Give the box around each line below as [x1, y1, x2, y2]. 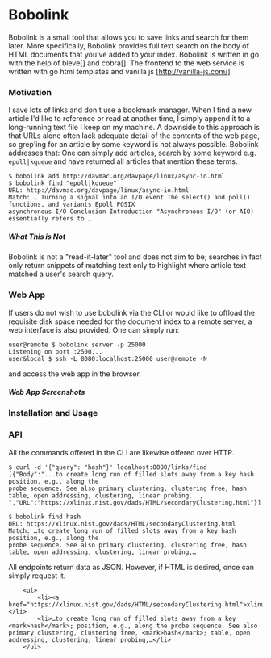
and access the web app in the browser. [8, 369, 141, 379]
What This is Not [8, 232, 66, 241]
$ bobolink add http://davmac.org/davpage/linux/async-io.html [8, 172, 226, 181]
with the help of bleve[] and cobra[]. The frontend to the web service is [8, 58, 244, 68]
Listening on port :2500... [8, 347, 103, 356]
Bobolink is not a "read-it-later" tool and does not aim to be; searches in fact [8, 252, 262, 262]
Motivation [8, 86, 52, 98]
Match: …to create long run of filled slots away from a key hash [8, 526, 236, 534]
